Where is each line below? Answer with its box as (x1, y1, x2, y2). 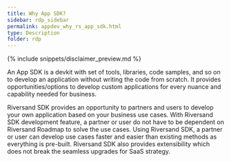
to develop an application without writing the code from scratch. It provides (7, 75, 221, 83)
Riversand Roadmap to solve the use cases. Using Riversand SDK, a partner (7, 125, 223, 134)
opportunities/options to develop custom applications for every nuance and (7, 83, 221, 91)
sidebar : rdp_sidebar (7, 17, 70, 23)
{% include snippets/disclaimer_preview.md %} (7, 54, 142, 63)
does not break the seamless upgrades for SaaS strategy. (7, 148, 171, 156)
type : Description (7, 29, 60, 37)
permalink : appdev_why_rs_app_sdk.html (7, 23, 122, 30)
